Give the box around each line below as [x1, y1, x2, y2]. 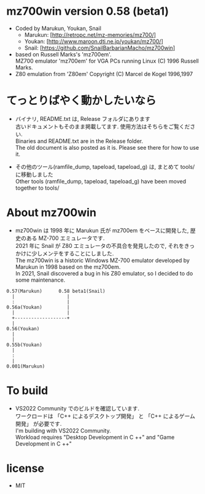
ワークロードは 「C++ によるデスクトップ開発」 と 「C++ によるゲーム [15, 412, 195, 420]
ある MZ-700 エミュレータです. [26, 234, 105, 242]
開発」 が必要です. [15, 420, 62, 427]
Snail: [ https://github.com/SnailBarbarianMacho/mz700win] [24, 44, 176, 52]
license [6, 461, 45, 475]
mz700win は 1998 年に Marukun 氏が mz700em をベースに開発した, [15, 226, 189, 234]
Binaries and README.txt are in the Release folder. [15, 137, 143, 145]
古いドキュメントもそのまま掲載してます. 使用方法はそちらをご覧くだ [15, 123, 190, 130]
